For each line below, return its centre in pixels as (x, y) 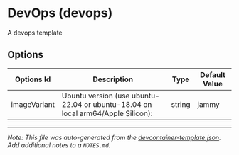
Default (213, 74)
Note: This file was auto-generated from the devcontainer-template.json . (115, 137)
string (181, 104)
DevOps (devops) (60, 13)
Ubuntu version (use (96, 96)
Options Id (33, 79)
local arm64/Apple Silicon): (107, 113)
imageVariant (33, 104)
